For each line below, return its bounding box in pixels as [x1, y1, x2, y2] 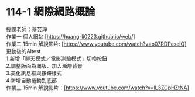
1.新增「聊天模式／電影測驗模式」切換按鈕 [6, 55, 107, 62]
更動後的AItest [6, 47, 41, 54]
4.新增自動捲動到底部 [6, 77, 57, 84]
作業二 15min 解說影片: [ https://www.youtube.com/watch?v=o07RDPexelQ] [6, 40, 187, 47]
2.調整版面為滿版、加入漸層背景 [6, 62, 83, 69]
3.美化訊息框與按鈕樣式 [6, 70, 63, 77]
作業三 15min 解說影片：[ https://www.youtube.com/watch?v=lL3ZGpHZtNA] [6, 84, 189, 91]
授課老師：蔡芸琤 [6, 26, 47, 33]
